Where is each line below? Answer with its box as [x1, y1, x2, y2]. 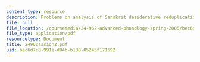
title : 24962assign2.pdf [6, 42, 68, 48]
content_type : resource [6, 8, 65, 15]
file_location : [6, 25, 44, 31]
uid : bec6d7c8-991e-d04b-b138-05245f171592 [6, 47, 116, 53]
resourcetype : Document [6, 36, 65, 42]
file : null [6, 19, 33, 25]
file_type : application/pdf [6, 31, 76, 37]
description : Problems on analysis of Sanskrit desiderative [6, 14, 161, 20]
